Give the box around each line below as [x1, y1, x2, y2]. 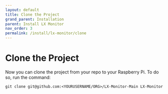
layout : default [5, 7, 39, 13]
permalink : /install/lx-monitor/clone [5, 31, 87, 36]
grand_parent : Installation [5, 17, 64, 22]
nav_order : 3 [5, 26, 33, 31]
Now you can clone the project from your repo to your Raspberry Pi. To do [5, 69, 159, 75]
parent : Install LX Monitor [5, 21, 64, 27]
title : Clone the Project [5, 12, 59, 17]
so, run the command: [5, 74, 51, 80]
